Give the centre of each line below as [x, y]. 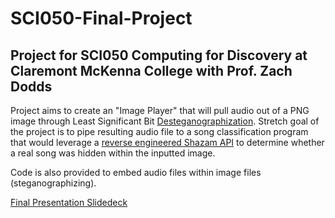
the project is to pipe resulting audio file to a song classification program [159, 131]
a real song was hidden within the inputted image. [113, 153]
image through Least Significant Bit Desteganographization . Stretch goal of [165, 121]
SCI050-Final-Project [101, 18]
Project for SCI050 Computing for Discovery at [159, 55]
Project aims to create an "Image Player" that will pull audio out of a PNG [160, 110]
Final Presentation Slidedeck [69, 202]
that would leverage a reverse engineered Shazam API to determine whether [167, 142]
